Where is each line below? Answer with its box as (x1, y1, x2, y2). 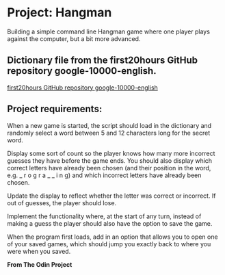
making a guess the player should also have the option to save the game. (7, 219, 213, 227)
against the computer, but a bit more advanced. (7, 34, 141, 42)
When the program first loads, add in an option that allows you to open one (7, 233, 218, 241)
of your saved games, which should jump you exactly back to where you (7, 239, 211, 248)
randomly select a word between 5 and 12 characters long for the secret (7, 129, 211, 137)
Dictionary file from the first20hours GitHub (7, 55, 198, 66)
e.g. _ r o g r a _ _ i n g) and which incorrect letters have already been (7, 171, 202, 179)
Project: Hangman (7, 5, 112, 21)
